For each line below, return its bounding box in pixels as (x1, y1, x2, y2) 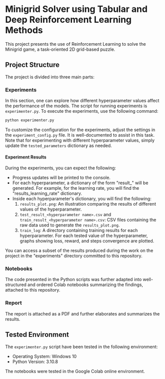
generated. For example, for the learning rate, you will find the (12, 185, 139, 191)
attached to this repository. (5, 287, 61, 293)
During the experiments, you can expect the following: (5, 165, 116, 171)
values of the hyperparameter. (19, 206, 82, 212)
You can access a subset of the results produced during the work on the (5, 247, 154, 254)
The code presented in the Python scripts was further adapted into (5, 277, 142, 283)
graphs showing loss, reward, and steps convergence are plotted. (19, 238, 155, 244)
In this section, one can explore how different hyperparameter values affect (5, 98, 160, 104)
